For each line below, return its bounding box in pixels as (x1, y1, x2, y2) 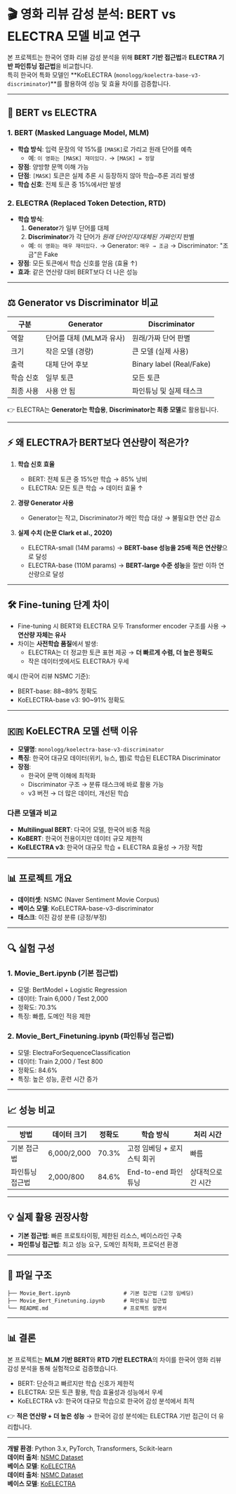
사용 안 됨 (45, 386, 76, 395)
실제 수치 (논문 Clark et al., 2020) (17, 528, 112, 537)
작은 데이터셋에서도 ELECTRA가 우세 (27, 657, 129, 666)
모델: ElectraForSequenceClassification (17, 1049, 131, 1057)
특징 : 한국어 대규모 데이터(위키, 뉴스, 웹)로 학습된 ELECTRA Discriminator (17, 754, 221, 762)
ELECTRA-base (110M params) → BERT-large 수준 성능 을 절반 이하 (27, 561, 217, 569)
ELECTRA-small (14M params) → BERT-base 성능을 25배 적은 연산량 (27, 543, 223, 552)
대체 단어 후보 (45, 360, 89, 369)
